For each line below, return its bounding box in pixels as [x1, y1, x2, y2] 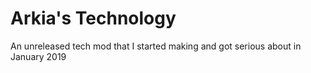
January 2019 [10, 50, 67, 62]
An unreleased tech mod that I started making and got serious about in [10, 40, 302, 52]
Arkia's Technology [10, 7, 177, 30]
